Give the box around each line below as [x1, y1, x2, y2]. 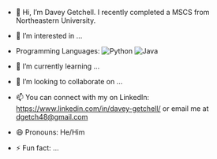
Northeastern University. [15, 16, 96, 25]
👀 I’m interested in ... [15, 31, 83, 40]
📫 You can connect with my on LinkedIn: [15, 93, 150, 102]
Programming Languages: [15, 46, 100, 55]
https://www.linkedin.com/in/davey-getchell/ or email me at [15, 104, 209, 113]
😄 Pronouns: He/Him [15, 128, 85, 137]
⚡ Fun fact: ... [15, 143, 59, 153]
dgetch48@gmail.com [15, 113, 88, 121]
